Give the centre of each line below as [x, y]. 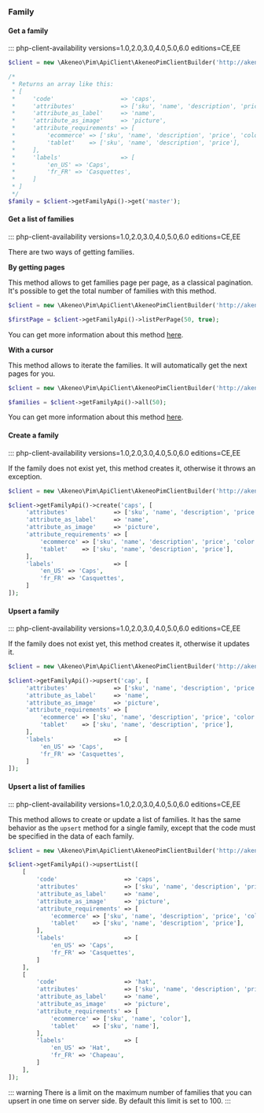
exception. [25, 476]
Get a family [28, 31]
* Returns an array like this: [62, 84]
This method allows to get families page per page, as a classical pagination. [131, 282]
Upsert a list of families [47, 786]
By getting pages [37, 267]
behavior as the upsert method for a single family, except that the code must [132, 828]
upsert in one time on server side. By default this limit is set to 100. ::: [120, 1100]
